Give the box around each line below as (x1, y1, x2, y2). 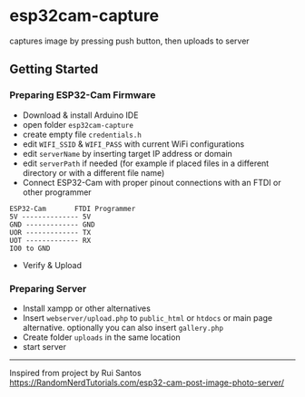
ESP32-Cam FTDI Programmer (9, 204, 136, 213)
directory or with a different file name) (22, 167, 165, 178)
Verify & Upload (22, 259, 82, 270)
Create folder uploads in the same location (22, 332, 181, 343)
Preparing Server (9, 282, 87, 295)
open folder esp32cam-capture (22, 119, 134, 130)
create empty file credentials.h (22, 129, 143, 140)
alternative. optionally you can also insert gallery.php (22, 322, 224, 333)
